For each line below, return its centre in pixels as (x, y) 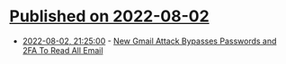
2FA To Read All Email (63, 50)
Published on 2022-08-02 (109, 16)
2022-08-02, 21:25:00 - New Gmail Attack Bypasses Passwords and (149, 41)
